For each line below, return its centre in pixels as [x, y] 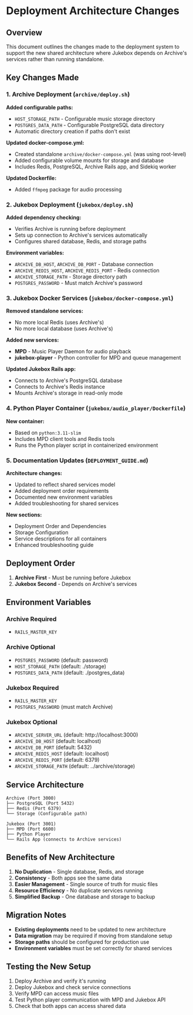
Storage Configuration [41, 532]
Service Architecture [45, 785]
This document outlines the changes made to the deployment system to [93, 47]
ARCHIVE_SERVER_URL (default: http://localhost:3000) [76, 735]
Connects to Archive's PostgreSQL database [68, 380]
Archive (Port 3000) [31, 798]
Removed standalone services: [45, 311]
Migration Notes [36, 915]
